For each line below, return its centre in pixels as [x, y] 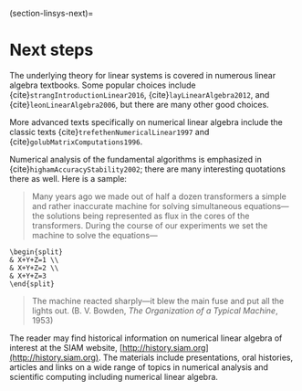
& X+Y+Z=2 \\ [34, 268]
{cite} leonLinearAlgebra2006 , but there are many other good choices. [139, 104]
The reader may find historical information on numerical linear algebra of [146, 338]
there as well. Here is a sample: [68, 178]
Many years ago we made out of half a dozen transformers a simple [159, 196]
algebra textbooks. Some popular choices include [103, 85]
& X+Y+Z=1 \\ [34, 259]
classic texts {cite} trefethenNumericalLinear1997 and [109, 132]
